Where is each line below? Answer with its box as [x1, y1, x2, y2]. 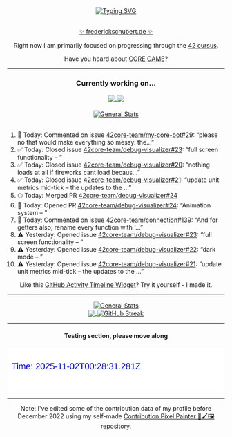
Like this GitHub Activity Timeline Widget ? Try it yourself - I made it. [19, 281, 213, 289]
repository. [100, 422, 132, 431]
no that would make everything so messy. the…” [17, 138, 154, 147]
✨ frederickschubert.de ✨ [79, 28, 153, 35]
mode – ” [17, 252, 43, 261]
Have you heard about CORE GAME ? [64, 55, 168, 63]
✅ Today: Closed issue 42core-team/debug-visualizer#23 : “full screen [17, 145, 219, 154]
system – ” [17, 209, 48, 217]
